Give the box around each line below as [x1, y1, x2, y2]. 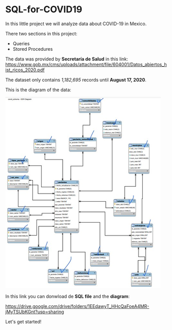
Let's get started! [5, 318, 42, 324]
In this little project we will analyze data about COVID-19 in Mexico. [5, 21, 147, 27]
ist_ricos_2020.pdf [5, 67, 45, 73]
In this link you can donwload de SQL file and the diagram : [5, 293, 130, 299]
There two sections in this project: [5, 30, 78, 36]
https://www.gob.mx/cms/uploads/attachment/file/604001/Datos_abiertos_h [5, 61, 167, 67]
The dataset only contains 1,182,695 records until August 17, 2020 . [5, 76, 147, 83]
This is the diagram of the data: [5, 86, 71, 93]
